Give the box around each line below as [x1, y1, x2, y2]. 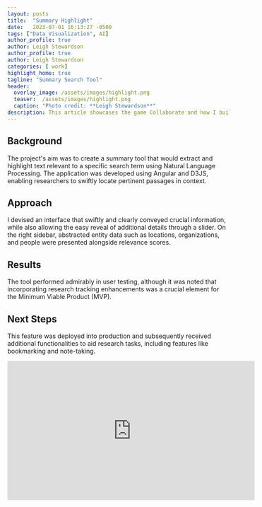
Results [7, 259, 42, 271]
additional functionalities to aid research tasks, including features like [7, 339, 208, 347]
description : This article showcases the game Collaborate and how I [7, 109, 217, 116]
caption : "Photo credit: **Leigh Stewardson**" [13, 103, 157, 110]
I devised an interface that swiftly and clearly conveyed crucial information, [7, 216, 226, 224]
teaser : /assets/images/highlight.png [13, 96, 131, 103]
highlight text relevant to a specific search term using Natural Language [7, 161, 216, 170]
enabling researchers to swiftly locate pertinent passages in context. [7, 176, 207, 185]
